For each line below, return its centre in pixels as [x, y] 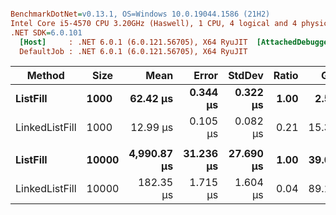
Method [45, 76]
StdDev [246, 76]
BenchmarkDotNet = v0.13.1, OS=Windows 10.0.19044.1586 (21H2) [140, 14]
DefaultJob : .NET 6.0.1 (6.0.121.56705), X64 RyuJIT [133, 51]
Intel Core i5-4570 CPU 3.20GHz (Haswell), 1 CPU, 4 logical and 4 [154, 23]
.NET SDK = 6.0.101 [46, 32]
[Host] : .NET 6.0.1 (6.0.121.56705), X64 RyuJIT [133, 42]
